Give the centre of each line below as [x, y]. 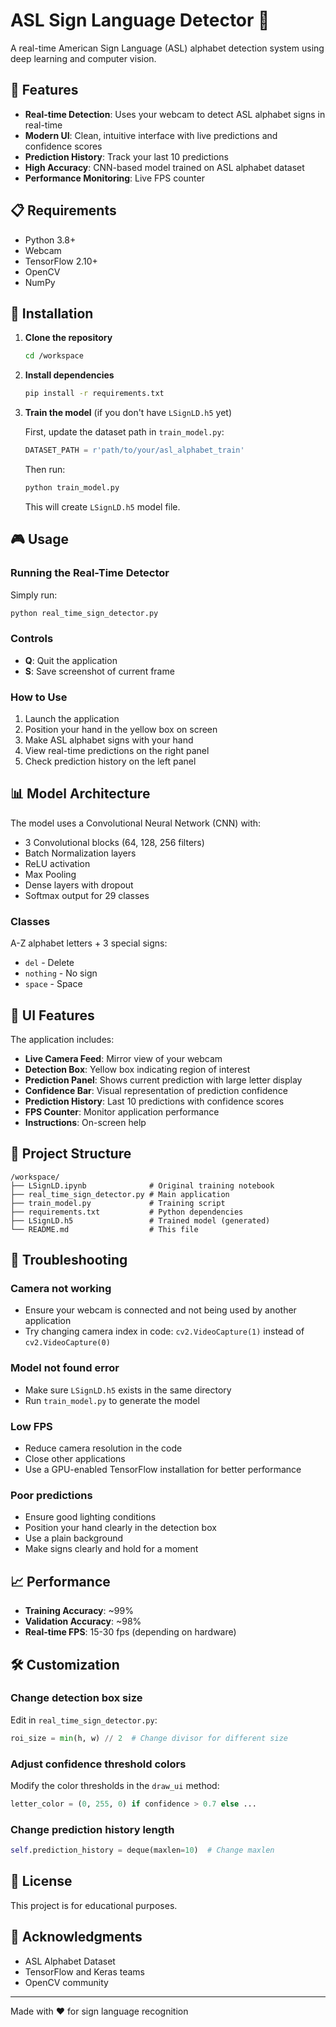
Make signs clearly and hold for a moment [111, 1549]
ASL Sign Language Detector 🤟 [140, 20]
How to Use [39, 697]
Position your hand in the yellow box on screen [121, 730]
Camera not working [61, 1289]
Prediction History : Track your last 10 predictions [126, 156]
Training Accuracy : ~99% [79, 1611]
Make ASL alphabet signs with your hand [109, 740]
